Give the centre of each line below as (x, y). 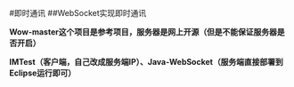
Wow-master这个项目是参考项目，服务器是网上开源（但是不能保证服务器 (143, 32)
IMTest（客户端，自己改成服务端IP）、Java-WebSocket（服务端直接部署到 (146, 62)
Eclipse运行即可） (43, 73)
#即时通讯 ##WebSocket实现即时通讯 (78, 13)
